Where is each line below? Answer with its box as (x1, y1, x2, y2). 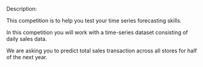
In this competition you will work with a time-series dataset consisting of (6, 29, 188, 36)
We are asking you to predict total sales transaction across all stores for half (6, 47, 197, 54)
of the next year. (6, 54, 48, 60)
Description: (6, 5, 37, 12)
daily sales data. (6, 35, 48, 42)
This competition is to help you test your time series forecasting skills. (6, 17, 182, 24)
